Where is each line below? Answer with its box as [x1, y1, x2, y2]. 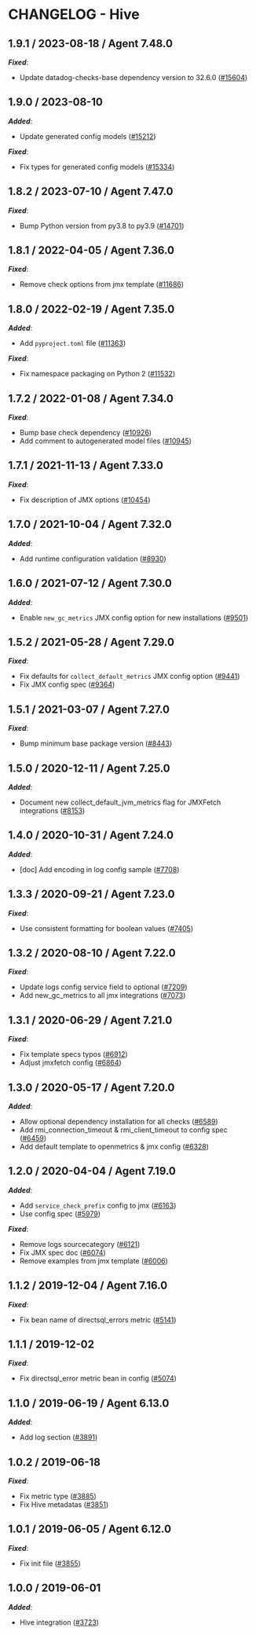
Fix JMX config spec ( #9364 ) [19, 680, 115, 689]
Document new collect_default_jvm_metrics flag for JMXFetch [19, 797, 221, 807]
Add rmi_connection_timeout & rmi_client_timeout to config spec [19, 1125, 228, 1135]
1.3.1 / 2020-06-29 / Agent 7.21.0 [8, 1014, 173, 1027]
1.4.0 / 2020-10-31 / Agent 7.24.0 [8, 829, 174, 842]
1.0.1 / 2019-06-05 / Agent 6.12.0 [8, 1523, 171, 1536]
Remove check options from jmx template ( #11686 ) [19, 280, 185, 289]
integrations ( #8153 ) [19, 805, 86, 815]
